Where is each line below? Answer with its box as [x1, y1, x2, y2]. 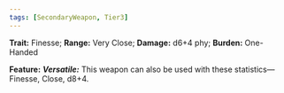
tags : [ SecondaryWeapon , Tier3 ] [9, 12, 128, 22]
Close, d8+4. [42, 73, 89, 84]
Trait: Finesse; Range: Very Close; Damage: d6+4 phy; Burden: [9, 37, 243, 48]
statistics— [234, 64, 275, 74]
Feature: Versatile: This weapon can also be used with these [9, 64, 233, 74]
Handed [9, 46, 38, 58]
